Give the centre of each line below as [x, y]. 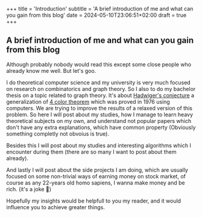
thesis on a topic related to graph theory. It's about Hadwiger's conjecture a [100, 95]
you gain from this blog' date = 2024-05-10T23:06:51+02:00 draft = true [96, 15]
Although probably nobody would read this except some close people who [99, 64]
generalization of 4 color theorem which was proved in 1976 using [88, 101]
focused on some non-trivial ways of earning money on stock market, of [96, 176]
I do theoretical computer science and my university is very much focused [99, 82]
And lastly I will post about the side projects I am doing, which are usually [97, 170]
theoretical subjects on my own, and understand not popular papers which [99, 121]
